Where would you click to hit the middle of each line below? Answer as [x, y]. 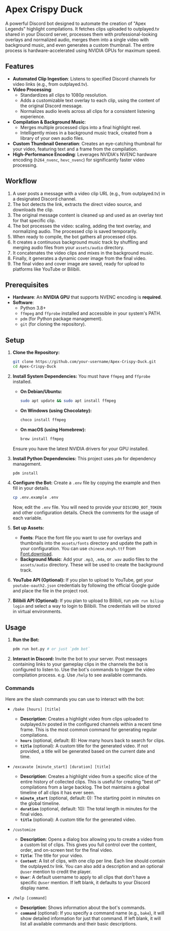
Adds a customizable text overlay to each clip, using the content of [90, 100]
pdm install [25, 473]
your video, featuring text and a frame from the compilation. [75, 149]
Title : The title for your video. [52, 856]
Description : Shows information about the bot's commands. [83, 908]
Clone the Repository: [36, 352]
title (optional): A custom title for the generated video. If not [84, 746]
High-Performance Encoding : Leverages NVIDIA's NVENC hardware [85, 154]
